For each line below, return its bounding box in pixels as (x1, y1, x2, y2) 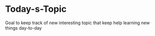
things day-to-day (5, 25, 42, 31)
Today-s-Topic (5, 3, 67, 15)
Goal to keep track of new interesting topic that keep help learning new (5, 20, 150, 26)
